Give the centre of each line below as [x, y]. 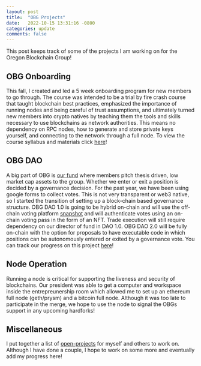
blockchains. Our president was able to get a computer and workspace [94, 285]
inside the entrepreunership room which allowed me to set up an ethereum [98, 291]
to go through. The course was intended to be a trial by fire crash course [96, 97]
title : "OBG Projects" [36, 17]
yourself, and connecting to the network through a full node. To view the [95, 135]
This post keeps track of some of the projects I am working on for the [92, 51]
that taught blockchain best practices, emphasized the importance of [91, 103]
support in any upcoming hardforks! [50, 310]
